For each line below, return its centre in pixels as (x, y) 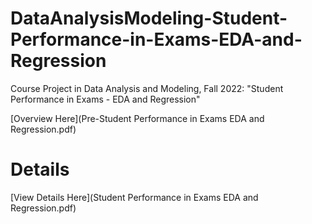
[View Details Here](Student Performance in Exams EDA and (134, 197)
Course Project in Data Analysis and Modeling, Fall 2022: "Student (147, 88)
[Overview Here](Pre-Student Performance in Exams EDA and (137, 118)
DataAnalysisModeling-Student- (149, 18)
